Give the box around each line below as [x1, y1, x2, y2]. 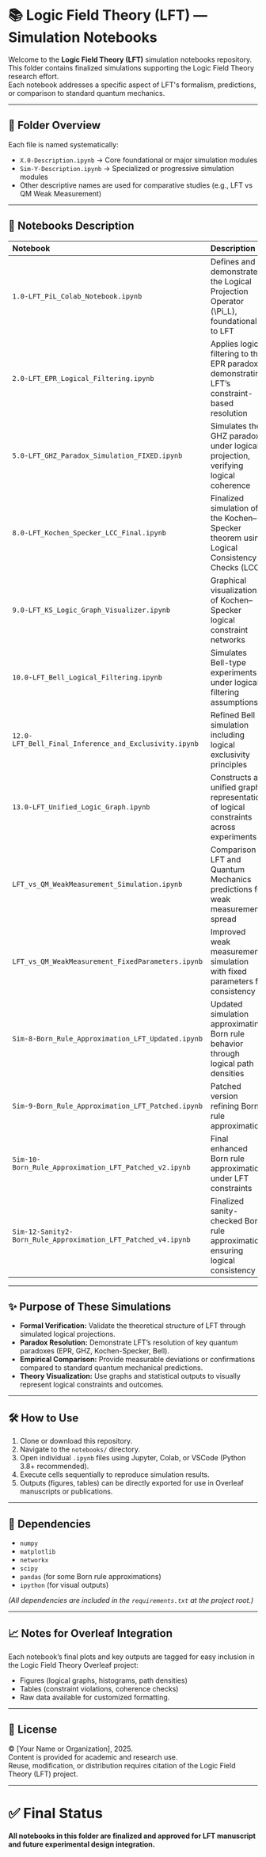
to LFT [210, 325, 235, 337]
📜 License [8, 1723, 58, 1737]
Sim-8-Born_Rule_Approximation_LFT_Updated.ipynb [12, 1034, 203, 1043]
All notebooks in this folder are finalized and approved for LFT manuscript [8, 1831, 256, 1840]
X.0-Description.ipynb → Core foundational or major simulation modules [19, 155, 258, 165]
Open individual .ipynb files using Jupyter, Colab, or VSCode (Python [19, 1453, 246, 1463]
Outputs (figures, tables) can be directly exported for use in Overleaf [19, 1478, 244, 1488]
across [210, 821, 236, 832]
